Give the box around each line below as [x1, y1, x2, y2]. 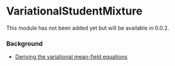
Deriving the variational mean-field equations [14, 53, 128, 61]
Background [6, 39, 43, 48]
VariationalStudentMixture [6, 4, 143, 18]
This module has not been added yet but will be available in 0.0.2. [6, 24, 170, 31]
